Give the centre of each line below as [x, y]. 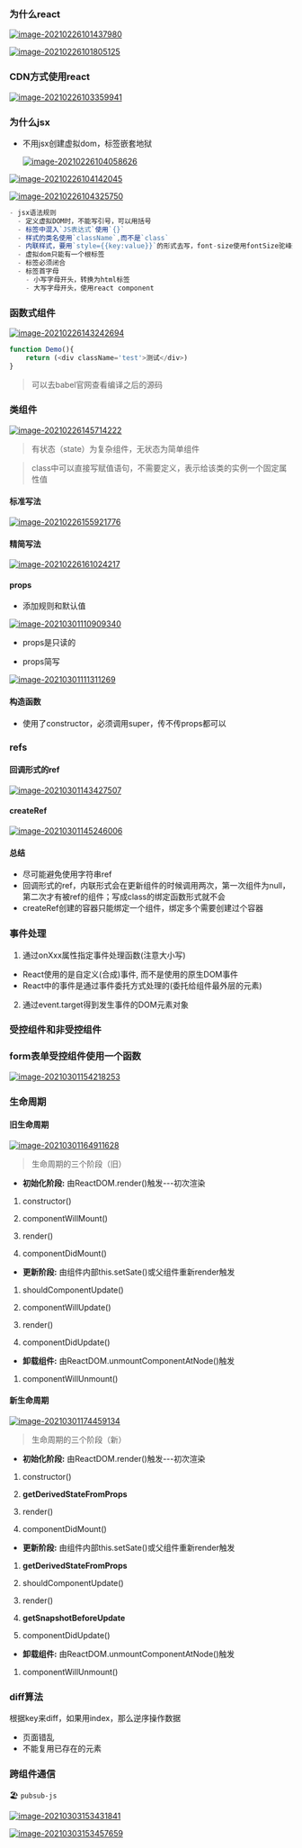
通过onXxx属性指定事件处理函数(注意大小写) [104, 955]
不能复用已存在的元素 [62, 1749]
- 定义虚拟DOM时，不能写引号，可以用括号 [84, 221]
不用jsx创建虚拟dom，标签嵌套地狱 [87, 143]
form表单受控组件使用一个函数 [75, 1057]
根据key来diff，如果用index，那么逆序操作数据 [95, 1718]
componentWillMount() [65, 1218]
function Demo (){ [42, 349]
